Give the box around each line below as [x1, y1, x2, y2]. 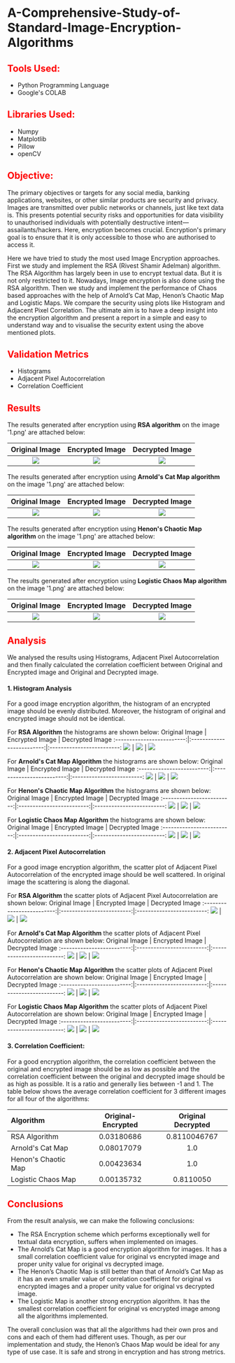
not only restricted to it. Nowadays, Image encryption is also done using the [7, 276, 225, 285]
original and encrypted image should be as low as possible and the [7, 1064, 201, 1073]
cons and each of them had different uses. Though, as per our [7, 1333, 187, 1341]
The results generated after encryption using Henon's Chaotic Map [7, 524, 202, 533]
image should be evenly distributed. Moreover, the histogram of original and [7, 707, 226, 715]
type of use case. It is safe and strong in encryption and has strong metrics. [7, 1348, 226, 1356]
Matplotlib [17, 134, 47, 143]
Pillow [17, 142, 35, 150]
